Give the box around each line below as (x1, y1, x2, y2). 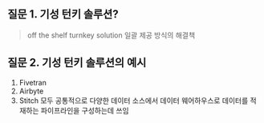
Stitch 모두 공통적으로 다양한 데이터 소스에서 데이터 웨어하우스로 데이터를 (18, 95, 249, 105)
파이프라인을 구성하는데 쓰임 (40, 105, 129, 115)
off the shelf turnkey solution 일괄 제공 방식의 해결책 (26, 30, 196, 40)
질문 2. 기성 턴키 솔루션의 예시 (7, 56, 147, 69)
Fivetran (18, 77, 47, 87)
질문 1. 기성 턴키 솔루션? (7, 7, 119, 22)
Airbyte (18, 86, 44, 96)
